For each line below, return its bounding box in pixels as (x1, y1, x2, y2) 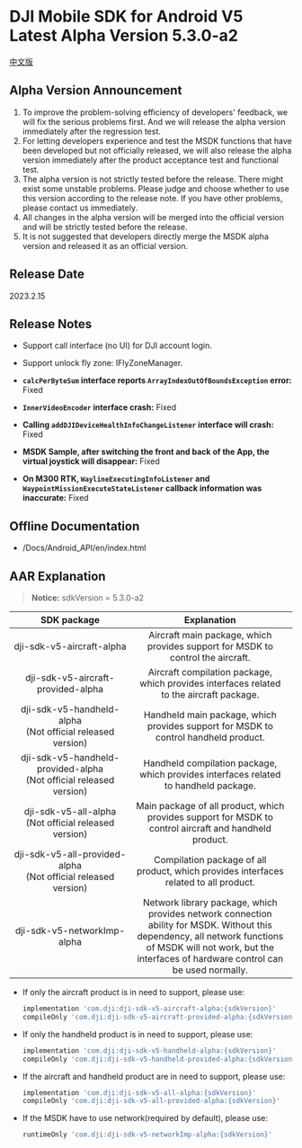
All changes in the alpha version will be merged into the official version (22, 211, 285, 222)
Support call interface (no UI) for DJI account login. (22, 340, 213, 352)
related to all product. (164, 877, 256, 888)
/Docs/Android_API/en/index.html (22, 542, 147, 554)
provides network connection (147, 908, 272, 920)
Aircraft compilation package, (147, 666, 272, 678)
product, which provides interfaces (136, 865, 285, 877)
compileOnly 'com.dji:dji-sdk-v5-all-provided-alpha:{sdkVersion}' (22, 1097, 280, 1106)
